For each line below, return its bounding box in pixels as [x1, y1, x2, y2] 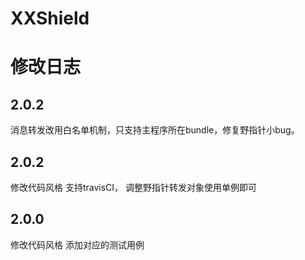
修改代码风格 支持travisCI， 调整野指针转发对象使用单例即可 [10, 182, 258, 193]
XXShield [10, 7, 90, 30]
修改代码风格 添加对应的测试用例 [10, 238, 145, 251]
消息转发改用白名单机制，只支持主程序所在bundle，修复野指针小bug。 [10, 124, 300, 136]
